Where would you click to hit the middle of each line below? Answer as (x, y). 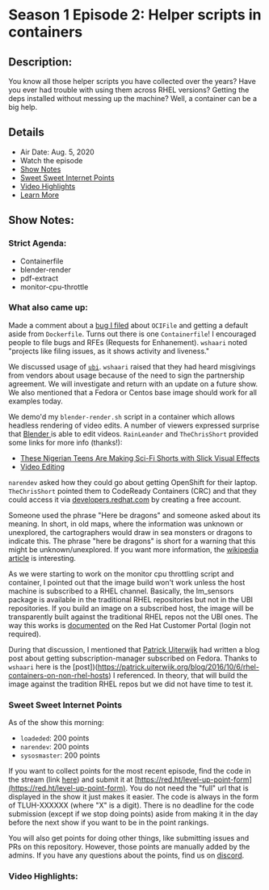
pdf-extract (39, 278)
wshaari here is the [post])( (53, 666)
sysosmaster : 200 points (60, 755)
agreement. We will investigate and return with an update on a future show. (133, 384)
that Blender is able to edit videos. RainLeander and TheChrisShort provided (133, 433)
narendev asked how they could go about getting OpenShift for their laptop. (133, 482)
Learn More (39, 195)
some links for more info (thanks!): (65, 442)
